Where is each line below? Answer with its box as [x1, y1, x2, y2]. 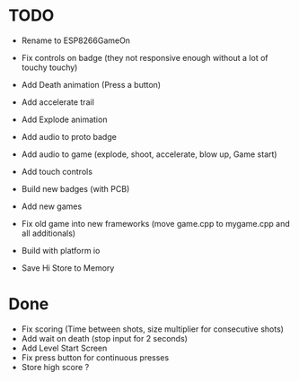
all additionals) [21, 228, 76, 238]
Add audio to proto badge [21, 131, 118, 142]
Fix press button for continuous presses [21, 351, 170, 363]
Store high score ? [21, 361, 90, 372]
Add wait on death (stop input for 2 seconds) [21, 333, 188, 343]
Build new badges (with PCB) [21, 183, 130, 194]
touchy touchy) [21, 62, 78, 73]
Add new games [21, 201, 83, 212]
